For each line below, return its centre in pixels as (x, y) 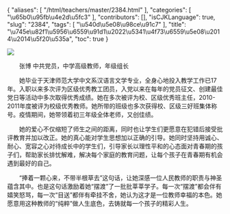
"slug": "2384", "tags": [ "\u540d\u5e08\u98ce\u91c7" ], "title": (97, 24)
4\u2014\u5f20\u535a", (40, 39)
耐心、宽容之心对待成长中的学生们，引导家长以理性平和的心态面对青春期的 (112, 146)
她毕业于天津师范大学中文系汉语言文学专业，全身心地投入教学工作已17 (118, 80)
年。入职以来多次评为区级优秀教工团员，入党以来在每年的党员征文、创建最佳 (115, 89)
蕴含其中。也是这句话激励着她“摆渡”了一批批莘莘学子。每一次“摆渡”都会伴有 (114, 186)
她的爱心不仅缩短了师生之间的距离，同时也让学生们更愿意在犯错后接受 (118, 129)
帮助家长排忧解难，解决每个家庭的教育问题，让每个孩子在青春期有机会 (124, 155)
